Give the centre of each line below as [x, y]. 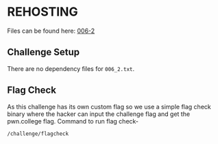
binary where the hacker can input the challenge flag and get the [99, 114]
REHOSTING [43, 12]
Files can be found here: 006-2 [51, 31]
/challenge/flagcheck [38, 134]
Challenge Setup [44, 52]
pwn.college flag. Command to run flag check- [73, 121]
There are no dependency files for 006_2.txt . [71, 68]
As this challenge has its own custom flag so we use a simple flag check [109, 106]
